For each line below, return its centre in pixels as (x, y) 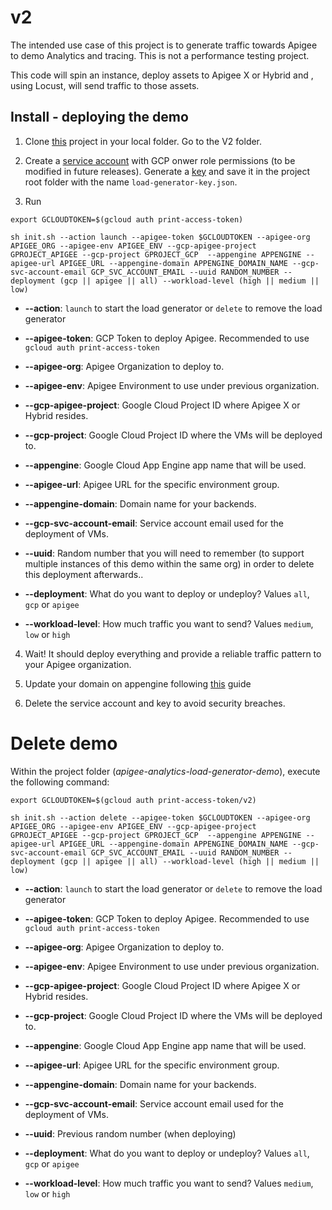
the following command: (60, 782)
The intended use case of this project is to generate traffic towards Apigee (164, 45)
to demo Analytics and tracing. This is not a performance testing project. (160, 55)
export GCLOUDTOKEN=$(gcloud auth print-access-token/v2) (133, 800)
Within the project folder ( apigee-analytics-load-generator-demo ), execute (165, 771)
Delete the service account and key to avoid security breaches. (155, 703)
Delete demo (64, 743)
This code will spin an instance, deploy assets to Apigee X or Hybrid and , (162, 75)
